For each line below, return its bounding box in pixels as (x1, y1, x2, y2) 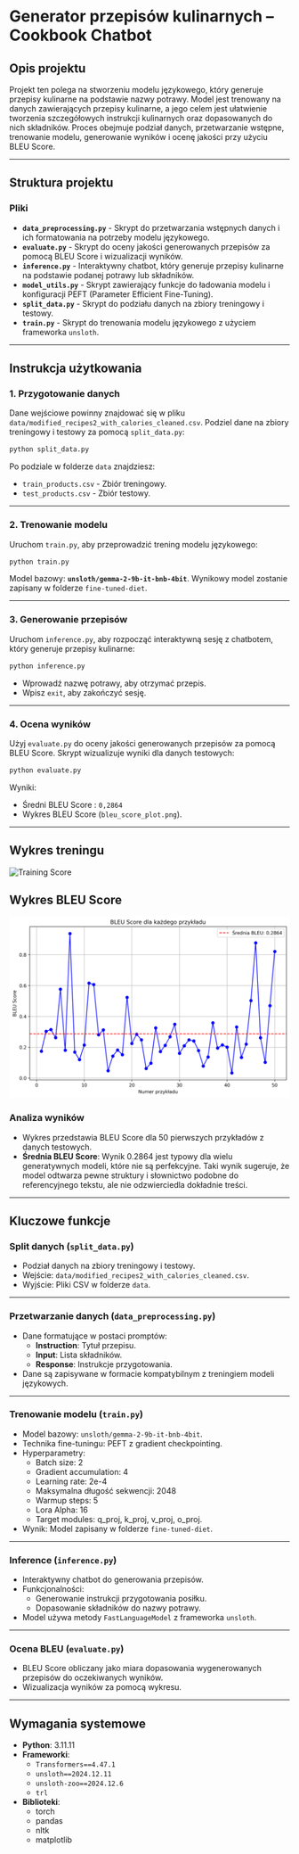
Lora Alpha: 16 (35, 1504, 89, 1515)
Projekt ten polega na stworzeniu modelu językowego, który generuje (9, 85, 264, 95)
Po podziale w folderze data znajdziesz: (9, 461, 156, 472)
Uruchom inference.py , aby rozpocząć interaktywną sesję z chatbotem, (9, 633, 273, 644)
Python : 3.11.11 (21, 1740, 76, 1751)
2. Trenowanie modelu (9, 519, 109, 531)
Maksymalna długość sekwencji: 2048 (35, 1485, 176, 1496)
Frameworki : (21, 1750, 70, 1760)
